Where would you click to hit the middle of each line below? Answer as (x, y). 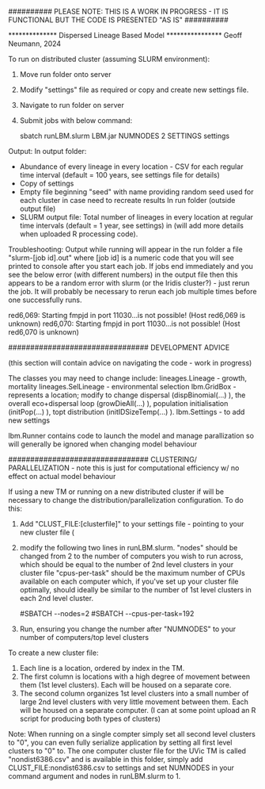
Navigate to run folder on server (72, 105)
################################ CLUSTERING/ (103, 460)
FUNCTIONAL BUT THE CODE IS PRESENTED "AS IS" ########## (119, 20)
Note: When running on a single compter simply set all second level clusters (132, 734)
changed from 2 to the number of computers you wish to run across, (131, 556)
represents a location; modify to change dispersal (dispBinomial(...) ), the (127, 395)
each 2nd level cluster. (56, 598)
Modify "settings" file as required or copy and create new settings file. (134, 90)
